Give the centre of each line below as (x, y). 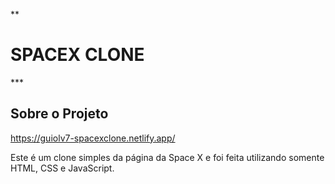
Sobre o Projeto (59, 114)
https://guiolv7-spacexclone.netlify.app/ (93, 138)
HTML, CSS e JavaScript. (62, 168)
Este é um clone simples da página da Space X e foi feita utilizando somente (167, 157)
